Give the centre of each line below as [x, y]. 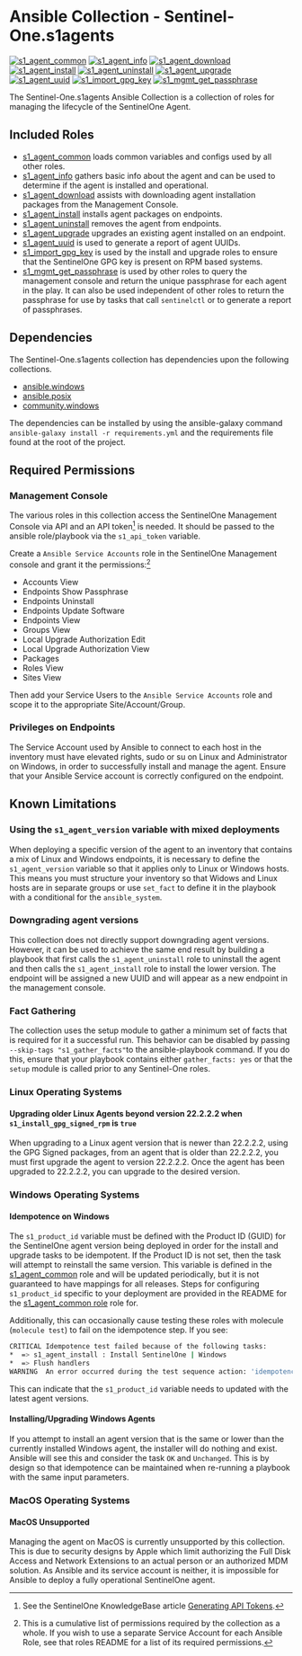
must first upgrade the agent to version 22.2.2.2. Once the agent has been [147, 1162]
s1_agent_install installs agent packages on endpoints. [122, 214]
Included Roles [52, 135]
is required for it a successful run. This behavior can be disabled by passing [150, 1040]
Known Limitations [63, 804]
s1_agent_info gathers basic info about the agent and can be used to [149, 175]
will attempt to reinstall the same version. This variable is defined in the [141, 1265]
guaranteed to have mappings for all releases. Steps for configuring [134, 1284]
